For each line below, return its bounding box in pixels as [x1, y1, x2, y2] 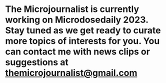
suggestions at [5, 56, 69, 68]
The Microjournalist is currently [5, 3, 139, 15]
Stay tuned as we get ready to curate [5, 25, 161, 36]
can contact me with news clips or [5, 46, 150, 57]
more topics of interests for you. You [5, 35, 160, 47]
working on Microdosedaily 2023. [5, 14, 148, 25]
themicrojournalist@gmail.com [5, 67, 137, 78]
